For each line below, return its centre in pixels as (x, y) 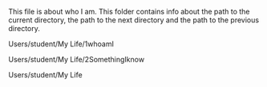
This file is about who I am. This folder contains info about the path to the (129, 12)
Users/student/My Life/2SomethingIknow (77, 59)
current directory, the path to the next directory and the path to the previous (133, 20)
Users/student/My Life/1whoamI (61, 44)
